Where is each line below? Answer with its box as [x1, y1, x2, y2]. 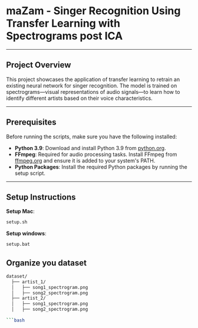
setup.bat [6, 241, 31, 248]
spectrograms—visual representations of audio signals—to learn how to [6, 88, 180, 95]
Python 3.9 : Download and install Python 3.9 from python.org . [14, 144, 166, 151]
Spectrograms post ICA [6, 30, 123, 43]
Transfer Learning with [6, 17, 121, 30]
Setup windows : [6, 230, 47, 237]
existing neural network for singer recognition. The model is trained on [6, 82, 177, 89]
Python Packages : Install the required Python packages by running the [14, 163, 187, 170]
